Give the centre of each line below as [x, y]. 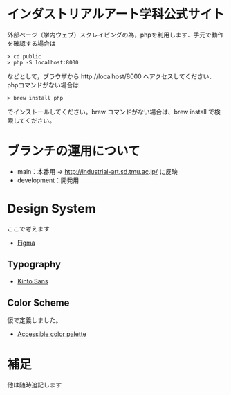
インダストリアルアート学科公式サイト [116, 14]
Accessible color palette [52, 334]
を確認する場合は [31, 43]
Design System [52, 209]
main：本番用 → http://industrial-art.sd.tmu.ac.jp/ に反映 [97, 171]
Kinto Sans [33, 281]
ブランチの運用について [74, 151]
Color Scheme [38, 303]
